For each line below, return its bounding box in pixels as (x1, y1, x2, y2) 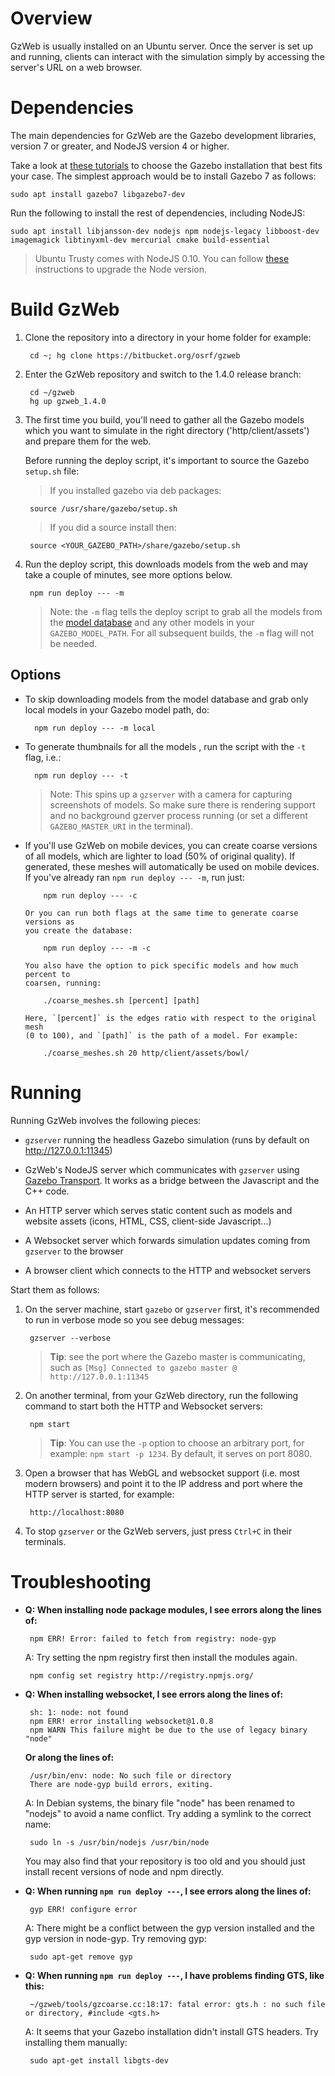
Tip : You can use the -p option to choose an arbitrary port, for (49, 1437, 305, 1449)
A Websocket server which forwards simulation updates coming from (24, 1234, 311, 1246)
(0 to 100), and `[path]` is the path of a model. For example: (24, 1030, 299, 1041)
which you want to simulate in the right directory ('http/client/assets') (24, 424, 310, 436)
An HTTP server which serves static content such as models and (24, 1204, 293, 1216)
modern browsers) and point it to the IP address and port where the (24, 1477, 304, 1489)
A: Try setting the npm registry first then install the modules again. (24, 1651, 298, 1663)
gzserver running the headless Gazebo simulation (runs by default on (24, 1133, 310, 1146)
